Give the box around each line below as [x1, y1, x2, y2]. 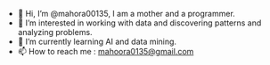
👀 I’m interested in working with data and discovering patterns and [17, 18, 262, 28]
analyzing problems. [17, 27, 93, 37]
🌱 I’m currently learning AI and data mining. [17, 36, 176, 47]
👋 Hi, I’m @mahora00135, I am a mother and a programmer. [17, 9, 236, 18]
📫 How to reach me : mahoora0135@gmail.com [17, 47, 194, 56]
